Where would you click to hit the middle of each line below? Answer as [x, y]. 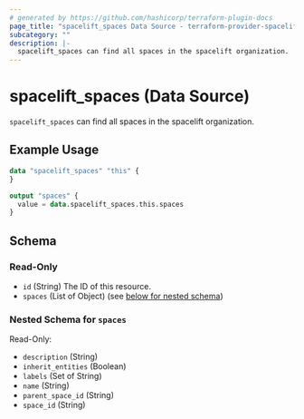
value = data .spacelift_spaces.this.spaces [100, 204]
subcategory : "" [40, 34]
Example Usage [54, 150]
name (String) [46, 385]
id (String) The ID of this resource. [87, 286]
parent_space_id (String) [68, 395]
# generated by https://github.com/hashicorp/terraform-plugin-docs [141, 18]
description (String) [60, 357]
